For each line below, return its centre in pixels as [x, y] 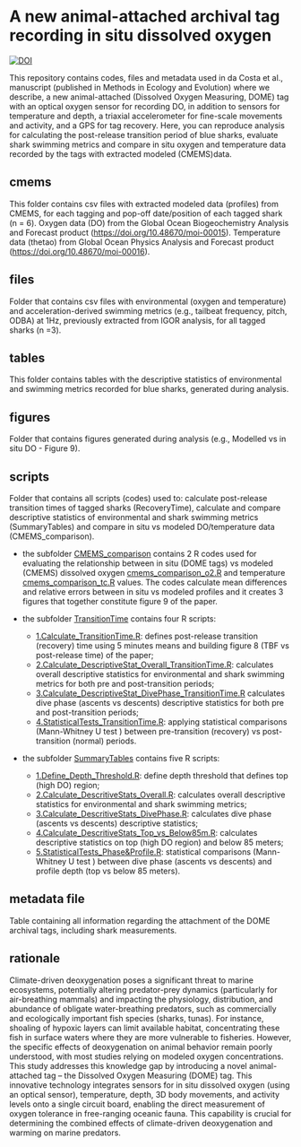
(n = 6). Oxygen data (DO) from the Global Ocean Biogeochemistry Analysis [149, 222]
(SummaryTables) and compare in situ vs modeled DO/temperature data [142, 527]
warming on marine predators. [65, 1133]
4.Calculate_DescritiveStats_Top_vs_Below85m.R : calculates [146, 833]
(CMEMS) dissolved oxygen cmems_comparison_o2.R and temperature [154, 573]
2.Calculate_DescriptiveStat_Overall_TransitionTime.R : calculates [155, 665]
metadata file [47, 899]
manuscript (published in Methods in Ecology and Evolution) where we [140, 87]
